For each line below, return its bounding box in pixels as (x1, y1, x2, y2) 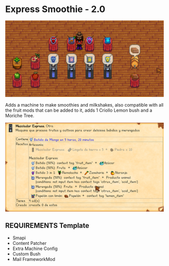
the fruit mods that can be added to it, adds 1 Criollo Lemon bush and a (5, 107, 152, 113)
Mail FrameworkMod (12, 256, 55, 262)
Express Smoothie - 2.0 (5, 4, 106, 15)
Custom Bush (12, 250, 41, 257)
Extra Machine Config (12, 245, 58, 251)
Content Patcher (12, 240, 47, 246)
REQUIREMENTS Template (5, 221, 90, 230)
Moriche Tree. (5, 112, 34, 119)
